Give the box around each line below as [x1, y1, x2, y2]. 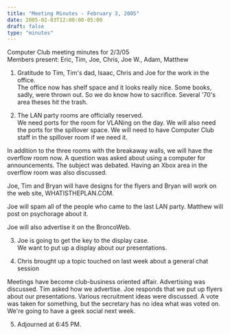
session [16, 264, 40, 272]
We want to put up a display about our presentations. [16, 244, 168, 252]
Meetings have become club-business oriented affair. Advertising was [7, 278, 206, 286]
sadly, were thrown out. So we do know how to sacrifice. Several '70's [16, 91, 216, 99]
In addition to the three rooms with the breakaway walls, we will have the [7, 147, 213, 155]
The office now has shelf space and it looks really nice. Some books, [16, 83, 212, 91]
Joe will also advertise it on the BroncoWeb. [7, 223, 132, 231]
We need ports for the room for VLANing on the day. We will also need [16, 118, 216, 127]
